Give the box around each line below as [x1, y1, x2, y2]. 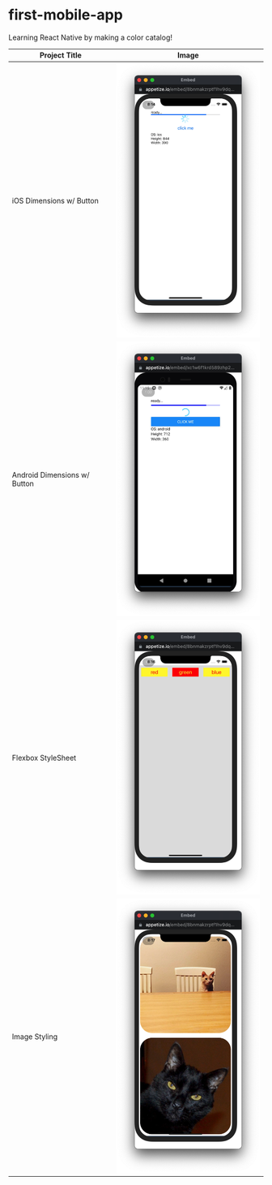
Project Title [39, 50, 83, 60]
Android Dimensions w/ [11, 470, 90, 480]
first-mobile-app [8, 6, 123, 24]
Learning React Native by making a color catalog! [8, 32, 172, 42]
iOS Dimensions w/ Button [11, 196, 100, 206]
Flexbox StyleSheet [11, 753, 77, 763]
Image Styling [11, 1032, 58, 1041]
